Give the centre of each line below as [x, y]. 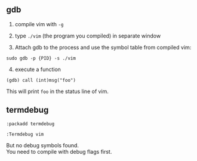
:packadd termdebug [30, 124]
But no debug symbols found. [43, 145]
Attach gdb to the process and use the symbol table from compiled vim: [103, 47]
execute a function [38, 69]
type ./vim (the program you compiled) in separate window [88, 36]
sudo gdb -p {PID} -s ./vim [41, 58]
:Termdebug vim [25, 134]
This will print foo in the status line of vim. [58, 91]
